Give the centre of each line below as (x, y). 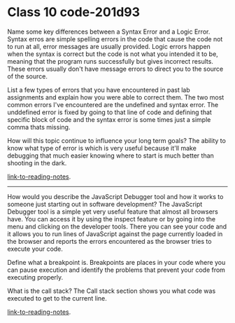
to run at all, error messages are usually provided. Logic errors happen (109, 46)
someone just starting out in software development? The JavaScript (105, 204)
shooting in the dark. (37, 163)
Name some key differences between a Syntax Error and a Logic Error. (109, 32)
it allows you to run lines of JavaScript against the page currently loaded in (115, 234)
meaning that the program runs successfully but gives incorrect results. (110, 61)
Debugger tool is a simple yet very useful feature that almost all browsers (113, 212)
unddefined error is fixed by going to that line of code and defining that (109, 112)
